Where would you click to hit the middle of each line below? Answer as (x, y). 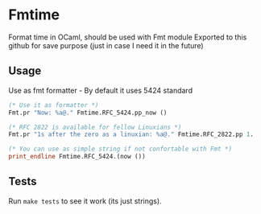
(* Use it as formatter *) (54, 105)
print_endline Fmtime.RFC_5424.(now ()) (77, 157)
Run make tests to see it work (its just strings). (85, 201)
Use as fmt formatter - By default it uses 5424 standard (101, 90)
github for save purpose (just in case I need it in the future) (106, 45)
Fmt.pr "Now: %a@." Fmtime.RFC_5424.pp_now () (88, 113)
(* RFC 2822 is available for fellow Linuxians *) (95, 127)
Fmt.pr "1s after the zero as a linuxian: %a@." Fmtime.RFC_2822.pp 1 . (131, 134)
